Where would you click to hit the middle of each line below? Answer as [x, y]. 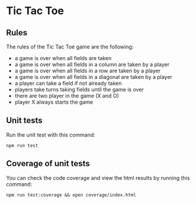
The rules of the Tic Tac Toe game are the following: [70, 47]
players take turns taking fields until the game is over [79, 89]
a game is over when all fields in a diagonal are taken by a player [94, 77]
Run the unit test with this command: [51, 134]
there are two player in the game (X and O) [67, 96]
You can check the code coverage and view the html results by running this [98, 177]
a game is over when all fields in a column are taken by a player [92, 64]
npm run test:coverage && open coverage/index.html [71, 195]
